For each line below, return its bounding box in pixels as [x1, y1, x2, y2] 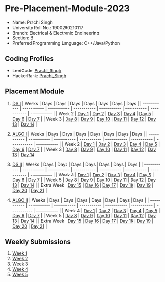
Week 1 [12, 250, 27, 256]
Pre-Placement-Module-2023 [5, 3, 130, 14]
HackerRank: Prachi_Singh [12, 72, 66, 79]
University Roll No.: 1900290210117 [12, 24, 84, 30]
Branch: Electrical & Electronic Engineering [12, 30, 99, 35]
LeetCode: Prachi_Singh [12, 68, 62, 73]
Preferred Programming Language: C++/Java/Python [12, 40, 120, 46]
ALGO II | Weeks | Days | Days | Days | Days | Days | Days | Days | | [12, 197, 149, 203]
